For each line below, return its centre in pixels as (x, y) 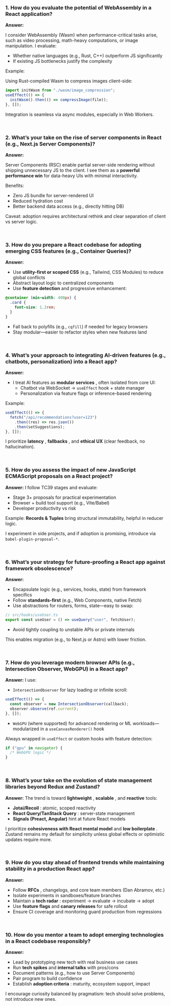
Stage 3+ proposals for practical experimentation (64, 497)
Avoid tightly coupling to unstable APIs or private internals (74, 629)
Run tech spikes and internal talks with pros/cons (66, 968)
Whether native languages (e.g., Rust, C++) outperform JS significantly (88, 56)
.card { (18, 303)
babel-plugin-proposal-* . (32, 539)
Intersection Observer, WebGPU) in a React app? (67, 669)
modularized (26, 729)
